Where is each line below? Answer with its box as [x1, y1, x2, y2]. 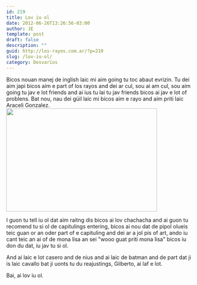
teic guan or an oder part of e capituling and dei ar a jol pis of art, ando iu [6, 229, 188, 236]
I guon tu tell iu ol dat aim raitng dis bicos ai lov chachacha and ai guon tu [6, 216, 189, 224]
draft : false [6, 37, 39, 43]
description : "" [6, 43, 47, 49]
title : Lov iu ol [6, 14, 50, 20]
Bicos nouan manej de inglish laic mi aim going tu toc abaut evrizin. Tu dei [6, 76, 190, 83]
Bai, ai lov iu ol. [6, 272, 44, 279]
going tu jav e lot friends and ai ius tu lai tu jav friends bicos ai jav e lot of [6, 89, 187, 96]
